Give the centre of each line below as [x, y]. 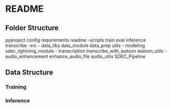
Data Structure [29, 72]
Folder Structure [32, 28]
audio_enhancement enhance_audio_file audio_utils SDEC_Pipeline [76, 56]
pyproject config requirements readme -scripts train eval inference [76, 40]
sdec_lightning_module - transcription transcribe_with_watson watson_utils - [86, 51]
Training [16, 87]
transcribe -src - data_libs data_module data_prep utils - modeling [75, 46]
